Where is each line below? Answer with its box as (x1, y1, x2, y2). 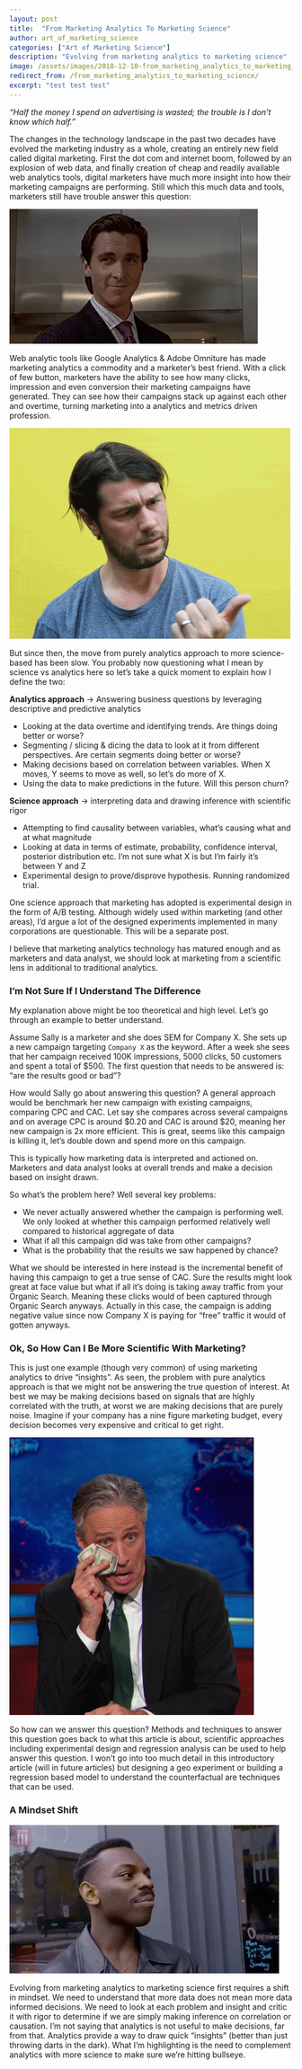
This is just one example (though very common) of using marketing (9, 1363, 258, 1373)
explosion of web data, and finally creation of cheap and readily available (9, 162, 280, 173)
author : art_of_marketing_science (9, 33, 139, 42)
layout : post (9, 14, 58, 23)
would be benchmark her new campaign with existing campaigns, (9, 1097, 253, 1108)
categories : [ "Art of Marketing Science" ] (9, 43, 171, 52)
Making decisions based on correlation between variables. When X (22, 759, 271, 769)
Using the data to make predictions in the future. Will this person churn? (22, 777, 289, 788)
